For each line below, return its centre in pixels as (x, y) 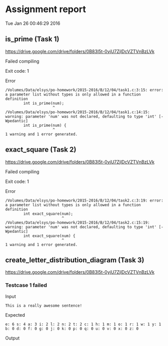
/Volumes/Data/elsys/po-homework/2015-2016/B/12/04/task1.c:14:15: (78, 112)
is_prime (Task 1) (32, 39)
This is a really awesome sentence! (44, 306)
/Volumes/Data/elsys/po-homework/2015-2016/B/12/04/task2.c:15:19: (78, 223)
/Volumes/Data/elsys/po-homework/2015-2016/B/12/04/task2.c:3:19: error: (85, 201)
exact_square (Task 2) (41, 150)
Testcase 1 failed (26, 285)
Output (12, 338)
